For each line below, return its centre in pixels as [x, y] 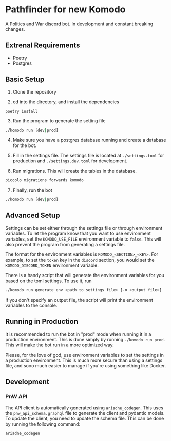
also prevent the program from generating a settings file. [65, 244]
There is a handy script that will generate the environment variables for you [85, 275]
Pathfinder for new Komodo [65, 10]
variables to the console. [31, 305]
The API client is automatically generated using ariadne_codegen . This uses [84, 408]
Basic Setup [25, 79]
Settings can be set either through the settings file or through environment [84, 228]
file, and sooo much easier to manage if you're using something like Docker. [85, 365]
